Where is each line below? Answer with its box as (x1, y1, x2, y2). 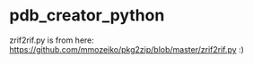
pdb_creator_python (9, 5, 165, 26)
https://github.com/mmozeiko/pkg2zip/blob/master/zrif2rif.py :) (9, 44, 245, 54)
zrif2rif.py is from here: (9, 35, 94, 45)
